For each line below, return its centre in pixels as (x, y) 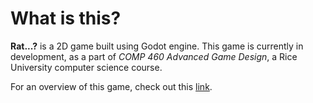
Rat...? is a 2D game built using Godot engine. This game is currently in (157, 46)
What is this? (66, 18)
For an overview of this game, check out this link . (111, 86)
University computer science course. (86, 67)
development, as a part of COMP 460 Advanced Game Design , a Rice (154, 56)
